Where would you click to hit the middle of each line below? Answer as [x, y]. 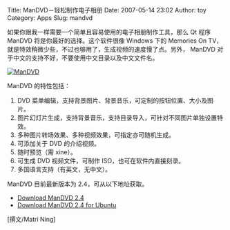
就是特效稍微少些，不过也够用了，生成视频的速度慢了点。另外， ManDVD [112, 49]
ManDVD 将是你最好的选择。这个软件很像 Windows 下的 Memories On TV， [115, 41]
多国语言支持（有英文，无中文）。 [64, 169]
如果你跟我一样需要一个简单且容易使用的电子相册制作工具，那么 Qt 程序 [109, 32]
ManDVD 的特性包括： [39, 86]
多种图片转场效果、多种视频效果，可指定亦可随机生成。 [96, 135]
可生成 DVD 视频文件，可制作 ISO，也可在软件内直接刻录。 [101, 161]
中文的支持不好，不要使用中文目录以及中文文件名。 [86, 58]
